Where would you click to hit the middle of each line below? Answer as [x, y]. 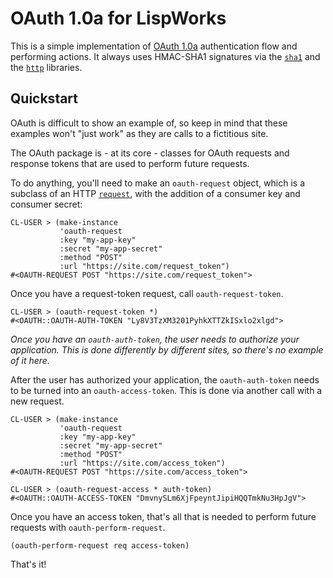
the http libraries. [46, 67]
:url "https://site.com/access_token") [142, 463]
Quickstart [44, 98]
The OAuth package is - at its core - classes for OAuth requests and [150, 153]
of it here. [30, 360]
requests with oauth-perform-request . [88, 527]
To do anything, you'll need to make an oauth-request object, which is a [158, 183]
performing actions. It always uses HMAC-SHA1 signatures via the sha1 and [165, 56]
